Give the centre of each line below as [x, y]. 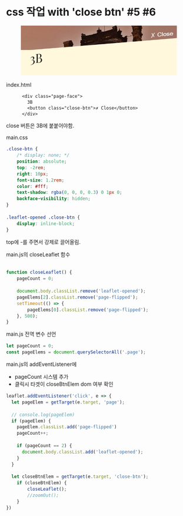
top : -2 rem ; [31, 168]
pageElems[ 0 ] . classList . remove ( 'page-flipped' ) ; [88, 310]
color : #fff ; [33, 186]
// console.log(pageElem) [43, 415]
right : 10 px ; [33, 174]
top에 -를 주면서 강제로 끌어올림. [44, 242]
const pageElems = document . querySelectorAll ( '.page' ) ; [76, 352]
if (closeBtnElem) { [42, 483]
